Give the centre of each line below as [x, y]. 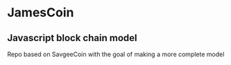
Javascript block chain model [72, 38]
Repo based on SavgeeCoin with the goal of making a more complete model [116, 54]
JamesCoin [41, 13]
